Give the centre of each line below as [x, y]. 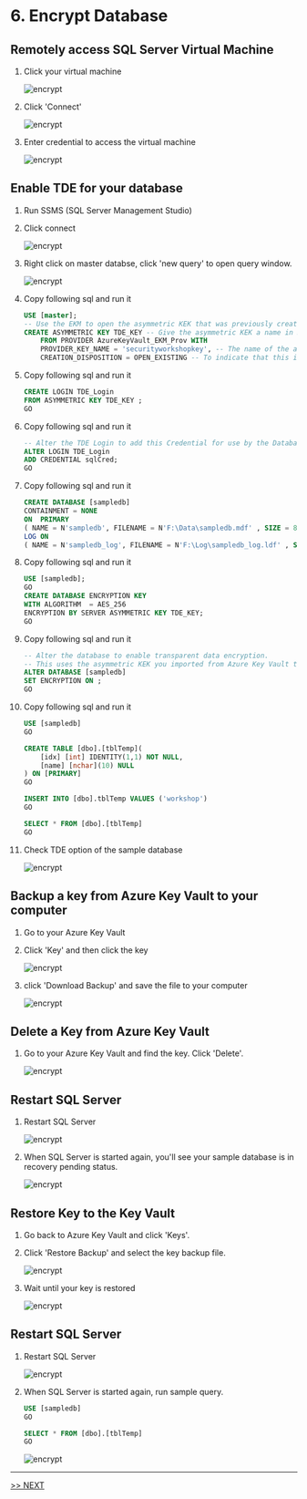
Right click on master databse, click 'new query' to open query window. [158, 263]
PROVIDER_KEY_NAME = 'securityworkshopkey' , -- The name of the [165, 349]
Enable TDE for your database [97, 188]
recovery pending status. [71, 1167]
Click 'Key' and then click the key [86, 950]
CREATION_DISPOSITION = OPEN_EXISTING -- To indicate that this [165, 358]
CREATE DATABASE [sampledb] [77, 502]
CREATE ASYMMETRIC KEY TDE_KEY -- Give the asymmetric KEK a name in [159, 332]
